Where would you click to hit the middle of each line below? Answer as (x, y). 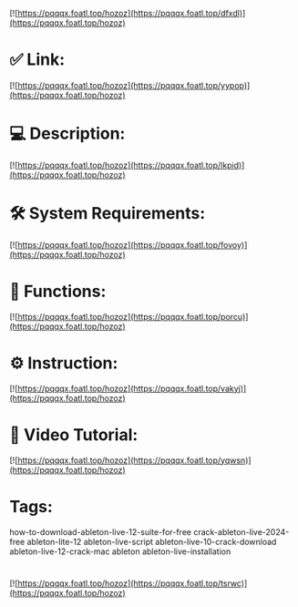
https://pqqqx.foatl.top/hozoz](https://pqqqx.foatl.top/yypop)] (134, 85)
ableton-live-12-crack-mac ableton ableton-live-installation (120, 551)
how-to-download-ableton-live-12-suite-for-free (100, 531)
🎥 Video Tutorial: (74, 434)
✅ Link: (37, 60)
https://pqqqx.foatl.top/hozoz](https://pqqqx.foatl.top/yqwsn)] (135, 460)
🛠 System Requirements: (108, 214)
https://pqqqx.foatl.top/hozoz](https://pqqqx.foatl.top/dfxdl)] (132, 13)
